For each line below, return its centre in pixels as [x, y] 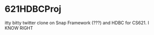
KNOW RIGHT [19, 28]
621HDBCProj [33, 9]
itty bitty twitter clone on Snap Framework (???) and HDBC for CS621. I [77, 23]
